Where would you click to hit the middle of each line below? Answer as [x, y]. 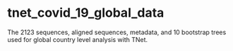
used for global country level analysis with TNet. [78, 39]
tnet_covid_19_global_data [86, 13]
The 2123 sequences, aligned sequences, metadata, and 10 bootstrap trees [117, 32]
